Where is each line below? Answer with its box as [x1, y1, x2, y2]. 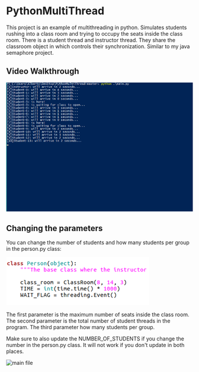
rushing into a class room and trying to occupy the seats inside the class [6, 30, 183, 37]
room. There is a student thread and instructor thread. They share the [6, 36, 176, 43]
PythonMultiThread [6, 4, 105, 18]
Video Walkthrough [6, 67, 79, 77]
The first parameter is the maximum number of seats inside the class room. [6, 311, 190, 319]
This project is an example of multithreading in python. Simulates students [6, 24, 187, 31]
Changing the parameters [6, 223, 103, 233]
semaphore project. [6, 49, 54, 56]
